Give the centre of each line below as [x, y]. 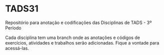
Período [13, 27]
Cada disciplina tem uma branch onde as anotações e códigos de [72, 37]
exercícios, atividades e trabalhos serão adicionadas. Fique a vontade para [82, 42]
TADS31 [22, 9]
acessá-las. [17, 48]
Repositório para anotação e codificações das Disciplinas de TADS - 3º [78, 22]
